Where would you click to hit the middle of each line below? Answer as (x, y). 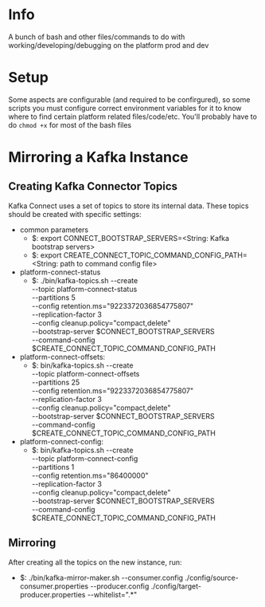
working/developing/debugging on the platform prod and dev (109, 45)
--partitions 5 (53, 298)
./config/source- (212, 577)
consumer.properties (54, 586)
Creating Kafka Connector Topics (93, 186)
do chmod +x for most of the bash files (70, 124)
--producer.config (120, 586)
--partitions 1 (53, 467)
